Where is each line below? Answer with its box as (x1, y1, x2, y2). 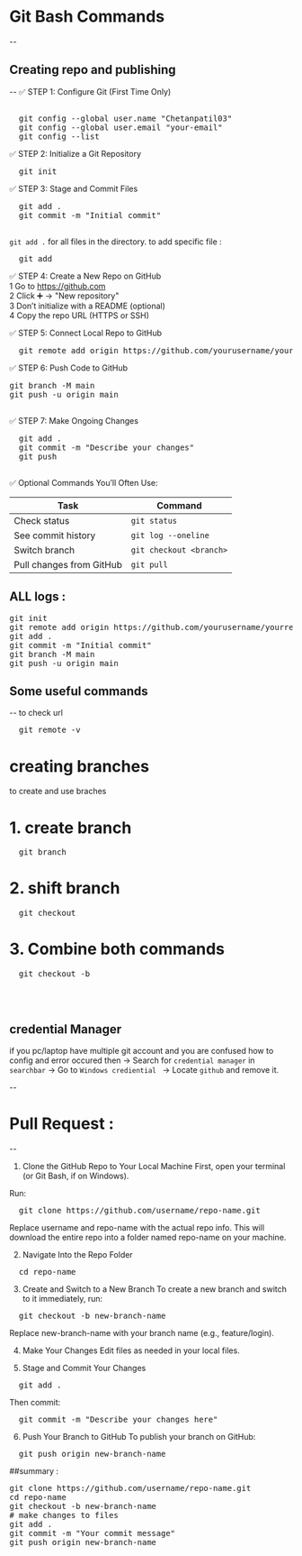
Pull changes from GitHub (13, 558, 123, 571)
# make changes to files (9, 1510, 119, 1520)
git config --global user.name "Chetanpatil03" (18, 113, 233, 124)
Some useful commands (9, 683, 148, 699)
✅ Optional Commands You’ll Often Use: (9, 477, 158, 488)
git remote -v (18, 725, 81, 736)
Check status (13, 514, 70, 526)
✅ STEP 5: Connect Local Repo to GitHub (9, 327, 163, 338)
